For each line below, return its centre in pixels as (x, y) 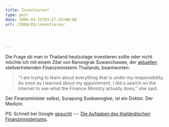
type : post (17, 15)
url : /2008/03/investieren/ (35, 24)
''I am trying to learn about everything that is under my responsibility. (91, 78)
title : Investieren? (27, 10)
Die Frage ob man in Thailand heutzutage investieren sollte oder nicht (79, 57)
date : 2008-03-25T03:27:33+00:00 (41, 19)
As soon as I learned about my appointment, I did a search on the (87, 83)
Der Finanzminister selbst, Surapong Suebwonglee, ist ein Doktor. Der (79, 98)
